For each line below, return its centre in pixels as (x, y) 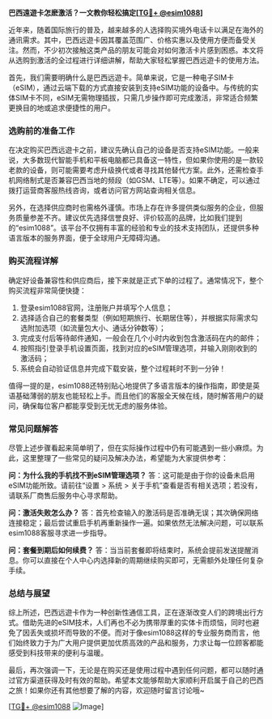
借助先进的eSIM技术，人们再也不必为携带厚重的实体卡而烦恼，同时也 (137, 623)
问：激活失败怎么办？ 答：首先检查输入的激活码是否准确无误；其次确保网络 (134, 513)
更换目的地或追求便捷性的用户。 (62, 108)
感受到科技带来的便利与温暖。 (58, 653)
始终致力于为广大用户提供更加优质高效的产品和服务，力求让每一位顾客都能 (139, 643)
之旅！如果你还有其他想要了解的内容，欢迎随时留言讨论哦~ (106, 691)
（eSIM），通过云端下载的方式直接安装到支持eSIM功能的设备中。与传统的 (130, 87)
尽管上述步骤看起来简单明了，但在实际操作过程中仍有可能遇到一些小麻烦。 (132, 448)
